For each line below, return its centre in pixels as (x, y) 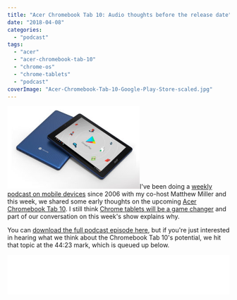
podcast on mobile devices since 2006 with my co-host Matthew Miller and (117, 194)
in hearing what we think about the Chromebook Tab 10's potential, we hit (114, 238)
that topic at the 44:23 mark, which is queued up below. (89, 245)
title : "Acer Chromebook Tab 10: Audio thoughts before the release (110, 15)
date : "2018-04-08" (36, 22)
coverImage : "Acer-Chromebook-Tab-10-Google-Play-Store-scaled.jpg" (110, 89)
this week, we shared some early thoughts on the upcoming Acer (102, 201)
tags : (15, 45)
